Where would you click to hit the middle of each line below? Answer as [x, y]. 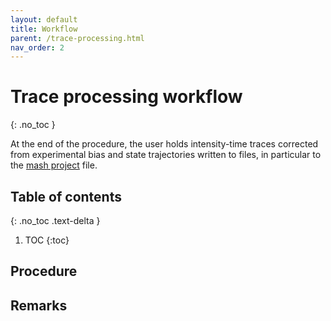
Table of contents [66, 196]
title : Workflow [44, 29]
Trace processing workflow [126, 97]
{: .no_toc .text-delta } [55, 220]
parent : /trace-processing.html [77, 38]
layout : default [44, 19]
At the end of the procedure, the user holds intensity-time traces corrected [164, 144]
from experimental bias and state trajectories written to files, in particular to [166, 155]
